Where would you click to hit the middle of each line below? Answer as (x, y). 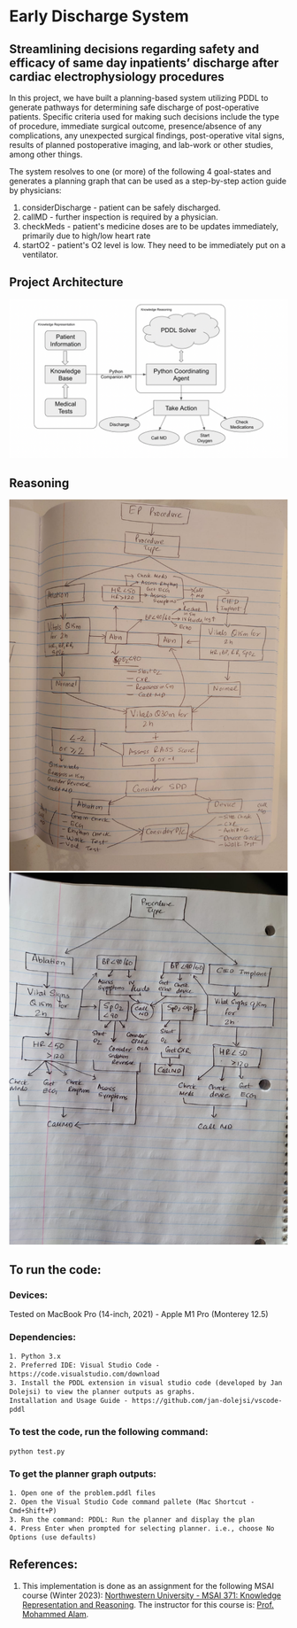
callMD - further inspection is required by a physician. (120, 217)
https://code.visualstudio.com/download (85, 1375)
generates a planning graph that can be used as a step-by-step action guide (148, 181)
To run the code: (55, 1270)
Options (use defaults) (53, 1537)
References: (43, 1565)
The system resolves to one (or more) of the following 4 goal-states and (140, 171)
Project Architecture (66, 282)
